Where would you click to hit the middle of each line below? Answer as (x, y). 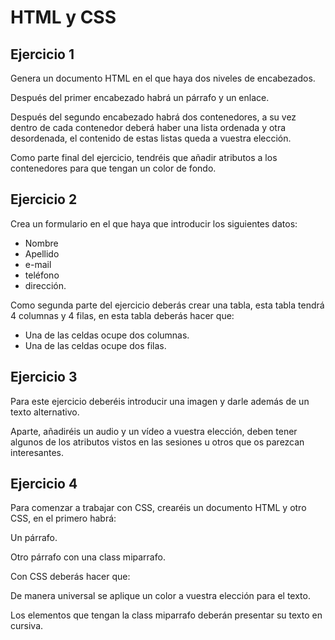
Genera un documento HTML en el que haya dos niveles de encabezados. (163, 78)
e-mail (38, 264)
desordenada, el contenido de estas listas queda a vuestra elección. (151, 138)
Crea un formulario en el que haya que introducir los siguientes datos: (154, 223)
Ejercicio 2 (44, 199)
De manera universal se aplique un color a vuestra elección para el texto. (160, 596)
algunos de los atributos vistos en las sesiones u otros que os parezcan (157, 442)
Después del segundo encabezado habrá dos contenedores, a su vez (153, 117)
